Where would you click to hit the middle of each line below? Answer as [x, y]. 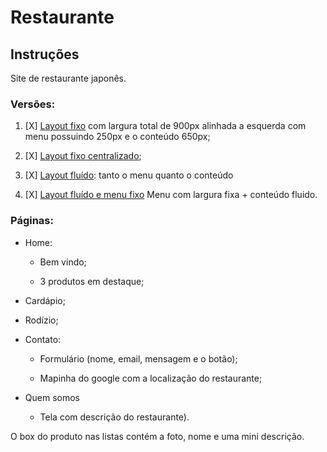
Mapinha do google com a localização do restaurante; [151, 378]
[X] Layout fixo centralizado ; [83, 156]
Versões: [33, 104]
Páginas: [32, 221]
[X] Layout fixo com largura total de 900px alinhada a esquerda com [165, 126]
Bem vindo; [63, 262]
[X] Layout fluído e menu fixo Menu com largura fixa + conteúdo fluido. [171, 195]
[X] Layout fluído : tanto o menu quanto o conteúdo [129, 175]
